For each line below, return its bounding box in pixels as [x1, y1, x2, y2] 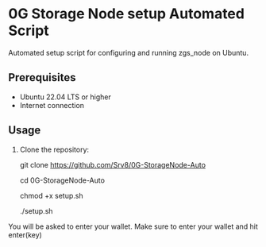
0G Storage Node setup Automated [8, 5, 245, 23]
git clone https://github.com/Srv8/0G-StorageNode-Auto [19, 160, 206, 169]
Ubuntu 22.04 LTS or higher [19, 92, 111, 102]
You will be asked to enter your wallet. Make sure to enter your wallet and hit [8, 222, 258, 231]
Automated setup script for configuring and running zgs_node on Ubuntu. [8, 48, 249, 57]
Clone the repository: [19, 145, 90, 154]
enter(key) [8, 230, 42, 239]
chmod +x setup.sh [19, 191, 83, 200]
